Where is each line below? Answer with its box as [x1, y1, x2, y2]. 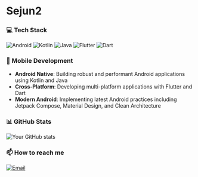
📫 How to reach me [6, 148, 64, 157]
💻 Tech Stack [6, 26, 48, 34]
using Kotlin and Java [14, 77, 68, 84]
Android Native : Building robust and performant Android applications [14, 70, 185, 77]
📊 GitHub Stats [6, 117, 52, 126]
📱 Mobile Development [6, 57, 73, 65]
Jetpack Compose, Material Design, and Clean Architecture [14, 102, 161, 109]
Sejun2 [6, 4, 42, 18]
